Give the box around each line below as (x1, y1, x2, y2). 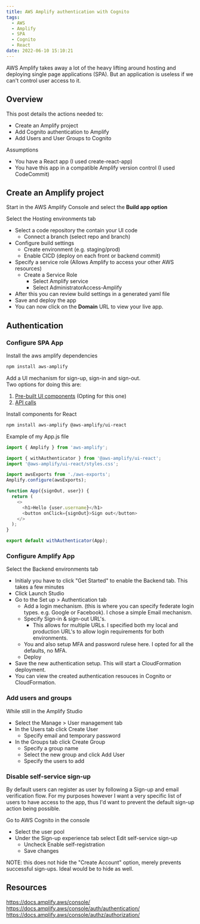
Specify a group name (23, 744, 79, 752)
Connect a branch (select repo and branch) (23, 233, 131, 240)
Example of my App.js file (6, 432, 69, 440)
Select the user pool (14, 828, 64, 835)
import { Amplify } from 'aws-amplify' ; (6, 444, 109, 450)
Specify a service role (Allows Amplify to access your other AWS (14, 259, 174, 266)
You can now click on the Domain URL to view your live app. (14, 303, 164, 310)
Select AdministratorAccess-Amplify (32, 284, 122, 291)
